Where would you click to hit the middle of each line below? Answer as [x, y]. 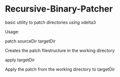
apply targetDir [20, 60]
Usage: [12, 31]
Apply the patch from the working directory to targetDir [60, 69]
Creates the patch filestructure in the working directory [60, 50]
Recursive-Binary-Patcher [59, 9]
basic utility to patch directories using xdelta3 [50, 22]
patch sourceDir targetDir [30, 41]
